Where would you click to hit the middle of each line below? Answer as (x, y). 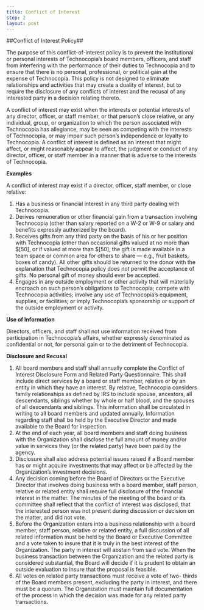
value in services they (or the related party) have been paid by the (98, 446)
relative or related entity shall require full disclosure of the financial (99, 491)
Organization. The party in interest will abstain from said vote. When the (105, 550)
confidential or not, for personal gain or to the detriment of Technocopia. (97, 344)
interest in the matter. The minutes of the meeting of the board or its (100, 498)
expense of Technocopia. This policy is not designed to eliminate (88, 79)
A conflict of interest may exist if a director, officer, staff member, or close (99, 186)
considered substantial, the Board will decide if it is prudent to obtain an (105, 563)
